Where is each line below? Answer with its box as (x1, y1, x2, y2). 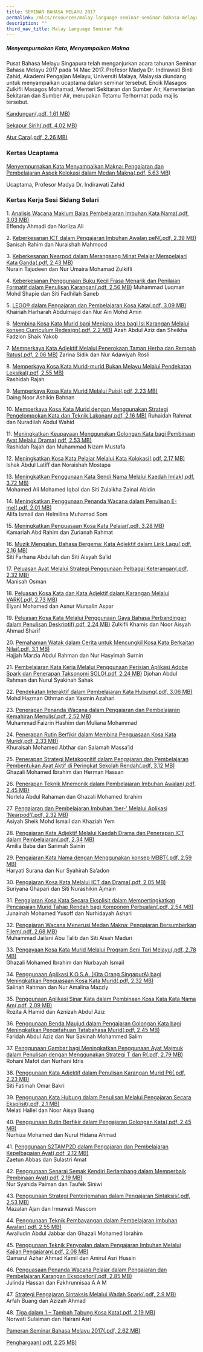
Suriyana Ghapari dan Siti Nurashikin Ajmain (6, 885, 116, 892)
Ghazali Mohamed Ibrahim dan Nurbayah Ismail (6, 959, 124, 966)
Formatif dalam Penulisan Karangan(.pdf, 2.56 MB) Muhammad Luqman (6, 283, 185, 291)
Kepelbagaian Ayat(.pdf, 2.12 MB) (6, 1149, 89, 1156)
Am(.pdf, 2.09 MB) (6, 1001, 53, 1009)
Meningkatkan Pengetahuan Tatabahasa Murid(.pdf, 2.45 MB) (6, 1026, 160, 1033)
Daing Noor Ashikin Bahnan (6, 393, 75, 401)
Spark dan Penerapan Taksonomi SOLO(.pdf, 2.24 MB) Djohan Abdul (6, 670, 178, 677)
